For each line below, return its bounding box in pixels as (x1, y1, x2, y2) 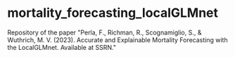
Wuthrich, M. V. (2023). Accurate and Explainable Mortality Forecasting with (7, 35, 228, 44)
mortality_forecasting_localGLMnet (7, 5, 219, 21)
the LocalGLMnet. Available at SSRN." (7, 43, 117, 51)
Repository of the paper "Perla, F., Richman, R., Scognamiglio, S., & (7, 28, 202, 37)
